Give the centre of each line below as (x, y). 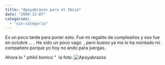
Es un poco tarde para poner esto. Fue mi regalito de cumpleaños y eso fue (82, 37)
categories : (17, 19)
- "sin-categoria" (29, 23)
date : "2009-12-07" (25, 14)
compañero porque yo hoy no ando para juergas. (56, 48)
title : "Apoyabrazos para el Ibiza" (43, 10)
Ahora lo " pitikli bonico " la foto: (39, 58)
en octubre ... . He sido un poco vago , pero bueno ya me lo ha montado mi (83, 43)
